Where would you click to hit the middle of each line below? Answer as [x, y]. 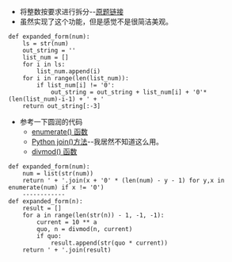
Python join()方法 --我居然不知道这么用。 [97, 142]
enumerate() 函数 [60, 132]
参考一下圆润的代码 [51, 122]
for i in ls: [44, 64]
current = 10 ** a [67, 222]
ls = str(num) [46, 44]
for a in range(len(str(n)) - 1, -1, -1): [93, 215]
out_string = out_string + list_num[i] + [120, 92]
